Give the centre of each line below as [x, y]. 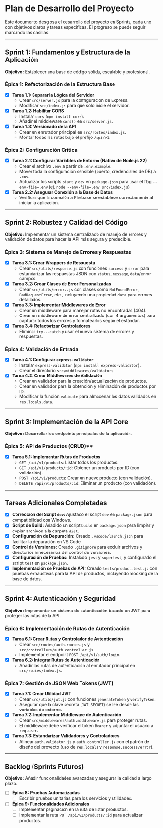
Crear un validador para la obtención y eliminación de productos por [88, 386]
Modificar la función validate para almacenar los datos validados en [88, 397]
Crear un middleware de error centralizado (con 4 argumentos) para [87, 315]
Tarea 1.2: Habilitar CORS [38, 111]
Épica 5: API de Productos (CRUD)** [49, 446]
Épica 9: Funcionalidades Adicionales [51, 804]
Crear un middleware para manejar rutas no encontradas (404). [83, 310]
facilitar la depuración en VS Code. [47, 541]
